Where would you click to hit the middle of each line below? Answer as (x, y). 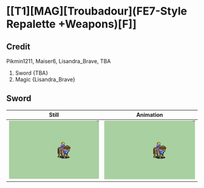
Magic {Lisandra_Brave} (45, 79)
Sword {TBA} (32, 73)
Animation (150, 115)
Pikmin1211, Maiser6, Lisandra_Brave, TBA (59, 61)
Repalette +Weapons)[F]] (71, 24)
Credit (18, 47)
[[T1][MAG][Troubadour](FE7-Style (97, 11)
